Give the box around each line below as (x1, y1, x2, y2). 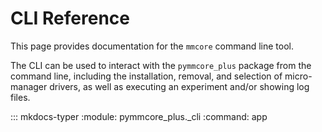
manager (10, 80, 48, 92)
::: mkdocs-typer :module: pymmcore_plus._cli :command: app (10, 110, 268, 122)
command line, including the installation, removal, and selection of (10, 70, 283, 82)
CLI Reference (10, 7, 130, 30)
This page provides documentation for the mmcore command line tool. (10, 40, 294, 52)
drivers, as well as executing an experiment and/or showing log (49, 80, 310, 92)
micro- (284, 70, 313, 82)
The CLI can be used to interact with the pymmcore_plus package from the (10, 59, 312, 71)
